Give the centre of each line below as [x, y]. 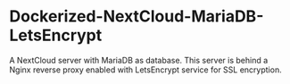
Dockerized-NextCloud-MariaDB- [137, 17]
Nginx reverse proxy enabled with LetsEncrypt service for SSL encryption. [146, 70]
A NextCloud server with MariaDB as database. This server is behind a [139, 60]
